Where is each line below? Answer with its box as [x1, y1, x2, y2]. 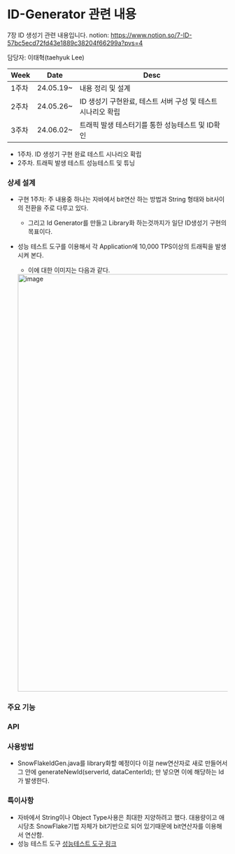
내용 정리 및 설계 [79, 83, 131, 93]
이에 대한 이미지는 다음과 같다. [27, 266, 111, 274]
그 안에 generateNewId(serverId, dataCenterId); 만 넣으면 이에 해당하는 [17, 768, 218, 776]
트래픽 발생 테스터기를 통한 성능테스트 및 [79, 120, 205, 129]
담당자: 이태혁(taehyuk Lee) [7, 53, 85, 62]
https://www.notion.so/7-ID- [111, 31, 192, 39]
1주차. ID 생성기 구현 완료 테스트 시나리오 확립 [17, 150, 142, 158]
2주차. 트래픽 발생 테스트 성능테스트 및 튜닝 [17, 158, 135, 167]
